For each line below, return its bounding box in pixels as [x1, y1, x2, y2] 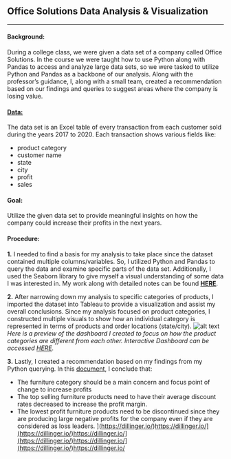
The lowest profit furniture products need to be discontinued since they [16, 407, 220, 416]
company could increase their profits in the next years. [7, 218, 162, 227]
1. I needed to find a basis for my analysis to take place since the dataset [7, 249, 213, 258]
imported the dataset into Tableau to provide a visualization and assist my [7, 300, 216, 308]
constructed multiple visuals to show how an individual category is [7, 314, 196, 323]
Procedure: [7, 234, 40, 243]
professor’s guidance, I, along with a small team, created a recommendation [7, 77, 222, 85]
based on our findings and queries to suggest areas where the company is [7, 85, 218, 93]
